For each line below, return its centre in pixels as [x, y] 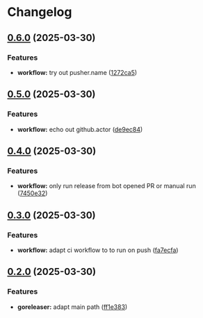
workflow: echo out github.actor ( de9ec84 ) [80, 129]
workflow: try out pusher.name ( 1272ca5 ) [77, 72]
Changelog [40, 12]
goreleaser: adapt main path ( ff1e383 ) [72, 307]
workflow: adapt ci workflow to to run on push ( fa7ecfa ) [98, 250]
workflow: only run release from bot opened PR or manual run [106, 186]
